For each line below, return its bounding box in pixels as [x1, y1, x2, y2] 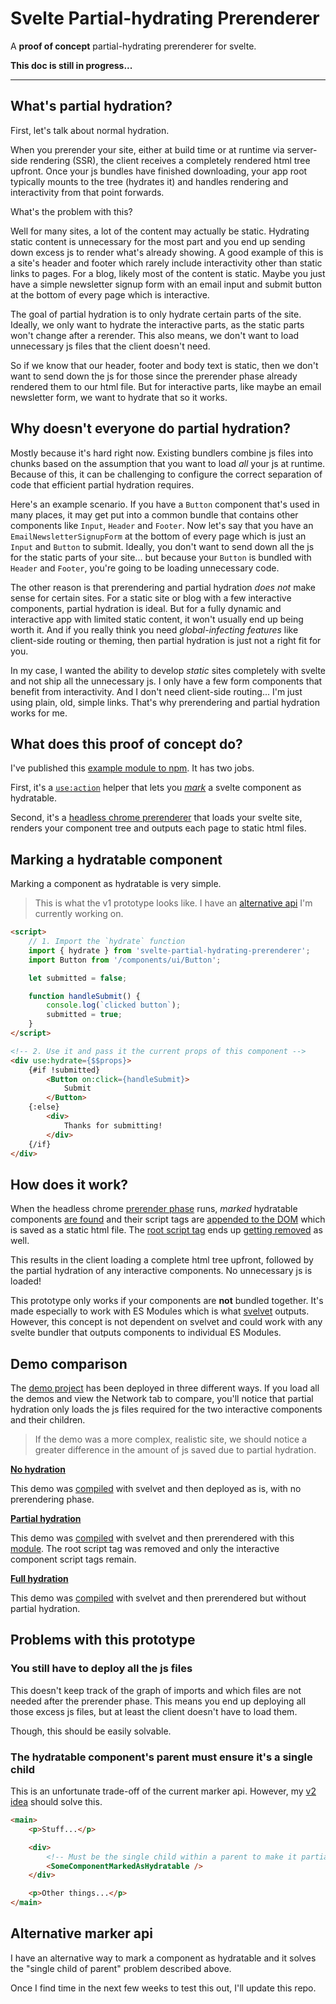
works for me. [10, 707, 68, 719]
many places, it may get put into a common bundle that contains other [10, 508, 299, 521]
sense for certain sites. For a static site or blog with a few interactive [10, 592, 292, 604]
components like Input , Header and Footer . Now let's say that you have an [10, 519, 314, 531]
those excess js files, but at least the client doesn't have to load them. [10, 1705, 298, 1717]
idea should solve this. [10, 1796, 103, 1808]
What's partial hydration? [10, 98, 173, 115]
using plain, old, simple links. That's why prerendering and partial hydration [10, 696, 320, 708]
